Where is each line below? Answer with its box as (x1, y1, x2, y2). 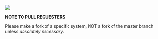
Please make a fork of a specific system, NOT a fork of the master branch (5, 23, 154, 29)
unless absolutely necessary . (5, 29, 65, 34)
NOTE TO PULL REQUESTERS (5, 14, 66, 19)
